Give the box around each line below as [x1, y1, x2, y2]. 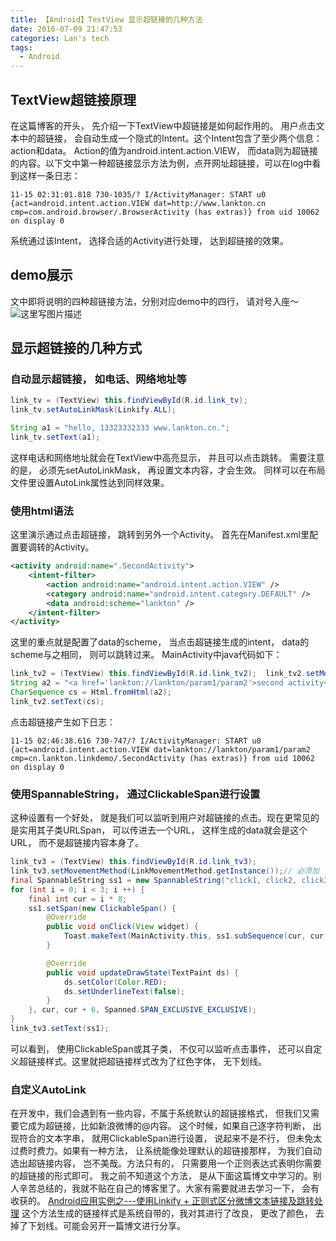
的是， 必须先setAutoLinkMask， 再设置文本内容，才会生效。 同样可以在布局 [10, 464, 326, 476]
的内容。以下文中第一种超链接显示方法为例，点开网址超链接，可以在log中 [10, 157, 313, 169]
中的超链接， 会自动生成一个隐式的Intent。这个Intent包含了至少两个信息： [18, 132, 323, 144]
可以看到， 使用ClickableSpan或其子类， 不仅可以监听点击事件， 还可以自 [10, 1042, 314, 1055]
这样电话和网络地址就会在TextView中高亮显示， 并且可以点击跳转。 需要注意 [10, 451, 325, 463]
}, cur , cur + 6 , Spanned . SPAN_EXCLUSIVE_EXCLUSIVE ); [28, 1005, 257, 1015]
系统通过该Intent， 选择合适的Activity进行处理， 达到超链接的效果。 [10, 234, 289, 246]
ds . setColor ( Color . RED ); [63, 977, 168, 987]
